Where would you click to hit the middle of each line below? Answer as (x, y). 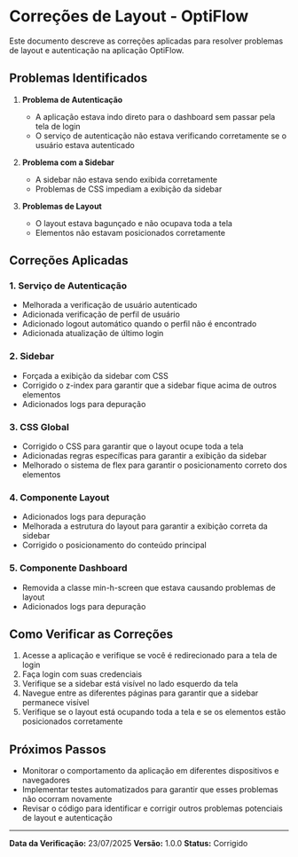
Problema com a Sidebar (68, 162)
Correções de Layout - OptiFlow (129, 16)
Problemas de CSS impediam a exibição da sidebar (129, 189)
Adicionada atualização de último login (93, 334)
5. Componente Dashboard (68, 568)
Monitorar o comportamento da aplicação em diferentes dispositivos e (150, 771)
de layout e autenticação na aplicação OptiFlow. (97, 50)
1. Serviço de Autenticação (68, 286)
